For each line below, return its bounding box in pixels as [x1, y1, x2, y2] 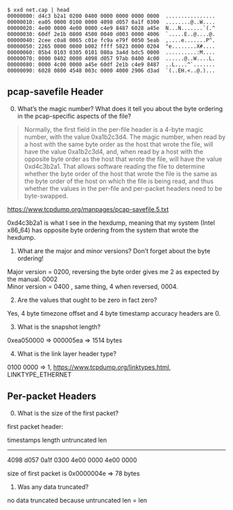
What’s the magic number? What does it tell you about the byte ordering [17, 104, 223, 112]
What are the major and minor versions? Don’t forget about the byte [17, 246, 211, 255]
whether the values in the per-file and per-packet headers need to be [24, 184, 223, 192]
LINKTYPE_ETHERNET [7, 370, 71, 378]
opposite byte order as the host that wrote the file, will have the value [24, 155, 223, 163]
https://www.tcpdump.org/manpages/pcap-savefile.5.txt [7, 205, 169, 213]
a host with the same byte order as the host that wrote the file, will [24, 139, 214, 148]
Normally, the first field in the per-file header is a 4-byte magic [24, 125, 203, 133]
